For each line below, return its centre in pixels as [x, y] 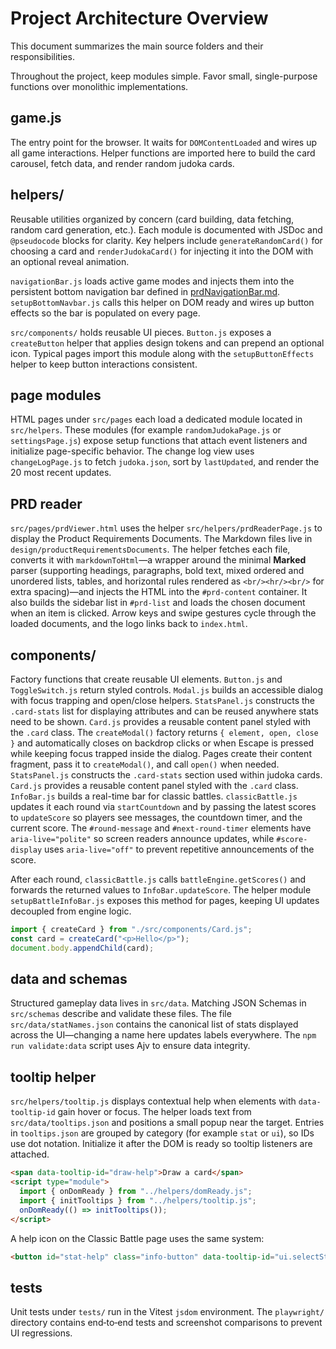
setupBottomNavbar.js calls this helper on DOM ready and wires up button [162, 302]
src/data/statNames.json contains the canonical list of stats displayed [154, 1024]
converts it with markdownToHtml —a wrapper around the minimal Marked [158, 560]
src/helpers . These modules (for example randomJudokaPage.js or [146, 430]
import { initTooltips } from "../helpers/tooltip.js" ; [138, 1200]
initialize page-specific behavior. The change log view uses [132, 451]
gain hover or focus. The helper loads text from [154, 1112]
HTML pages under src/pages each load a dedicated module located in [156, 419]
